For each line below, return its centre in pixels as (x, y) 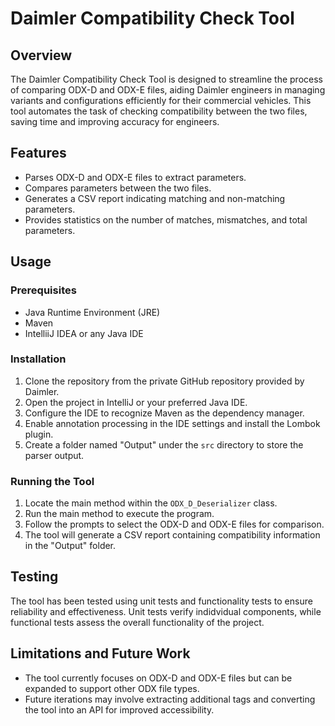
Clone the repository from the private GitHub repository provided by (164, 381)
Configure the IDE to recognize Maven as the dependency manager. (164, 413)
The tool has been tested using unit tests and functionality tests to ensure (161, 601)
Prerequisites (43, 290)
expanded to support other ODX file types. (112, 688)
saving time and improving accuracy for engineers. (115, 121)
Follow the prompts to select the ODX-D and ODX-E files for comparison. (174, 524)
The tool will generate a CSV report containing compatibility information (172, 535)
